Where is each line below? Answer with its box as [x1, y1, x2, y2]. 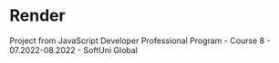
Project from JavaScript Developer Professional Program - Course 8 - [9, 35, 271, 46]
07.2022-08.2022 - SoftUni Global [9, 44, 139, 55]
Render [9, 5, 66, 26]
